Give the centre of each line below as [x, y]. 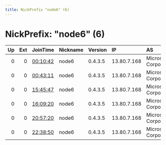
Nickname [71, 50]
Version [98, 50]
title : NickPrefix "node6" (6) [37, 10]
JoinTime [43, 50]
